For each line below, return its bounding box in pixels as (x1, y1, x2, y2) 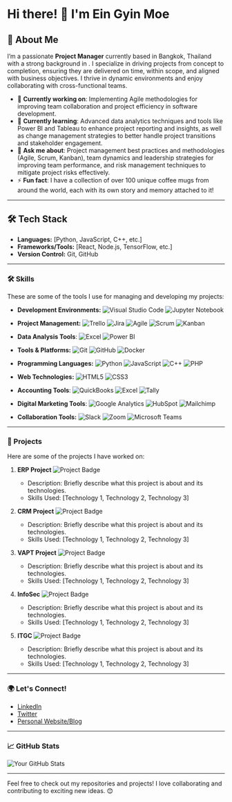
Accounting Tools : (17, 386, 71, 395)
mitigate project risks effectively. (17, 169, 110, 176)
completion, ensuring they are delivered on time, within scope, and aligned (7, 67, 220, 75)
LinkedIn (17, 702, 42, 711)
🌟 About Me (7, 34, 59, 46)
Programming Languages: (17, 360, 94, 368)
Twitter (17, 709, 38, 718)
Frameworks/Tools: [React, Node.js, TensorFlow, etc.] (17, 242, 173, 251)
